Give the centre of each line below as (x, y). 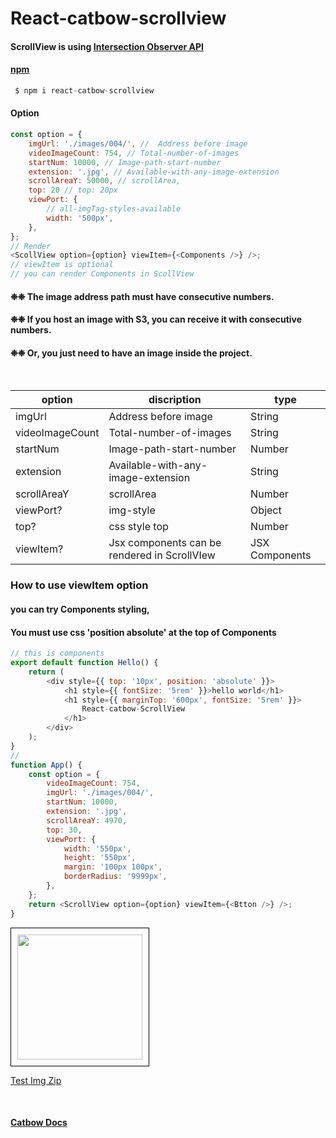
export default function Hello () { (84, 663)
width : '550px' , (97, 848)
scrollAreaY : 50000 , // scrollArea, (105, 181)
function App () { (46, 765)
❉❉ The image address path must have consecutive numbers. (142, 296)
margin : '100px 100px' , (113, 867)
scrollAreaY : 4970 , (87, 820)
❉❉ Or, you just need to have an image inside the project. (131, 353)
